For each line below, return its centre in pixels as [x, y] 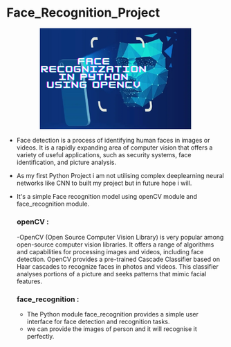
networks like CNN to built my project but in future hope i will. [104, 183]
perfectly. [40, 336]
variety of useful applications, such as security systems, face [104, 155]
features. [29, 281]
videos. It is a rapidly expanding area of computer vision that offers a [114, 148]
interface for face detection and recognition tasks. [98, 321]
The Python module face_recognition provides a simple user [112, 314]
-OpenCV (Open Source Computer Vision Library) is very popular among [120, 237]
